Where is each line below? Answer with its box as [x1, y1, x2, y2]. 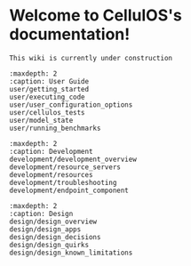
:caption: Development [9, 147, 93, 156]
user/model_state [9, 116, 74, 125]
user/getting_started [9, 85, 90, 93]
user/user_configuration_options [9, 100, 133, 109]
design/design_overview [9, 217, 98, 226]
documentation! [9, 24, 131, 44]
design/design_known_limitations [9, 248, 133, 257]
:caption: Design [9, 209, 74, 218]
